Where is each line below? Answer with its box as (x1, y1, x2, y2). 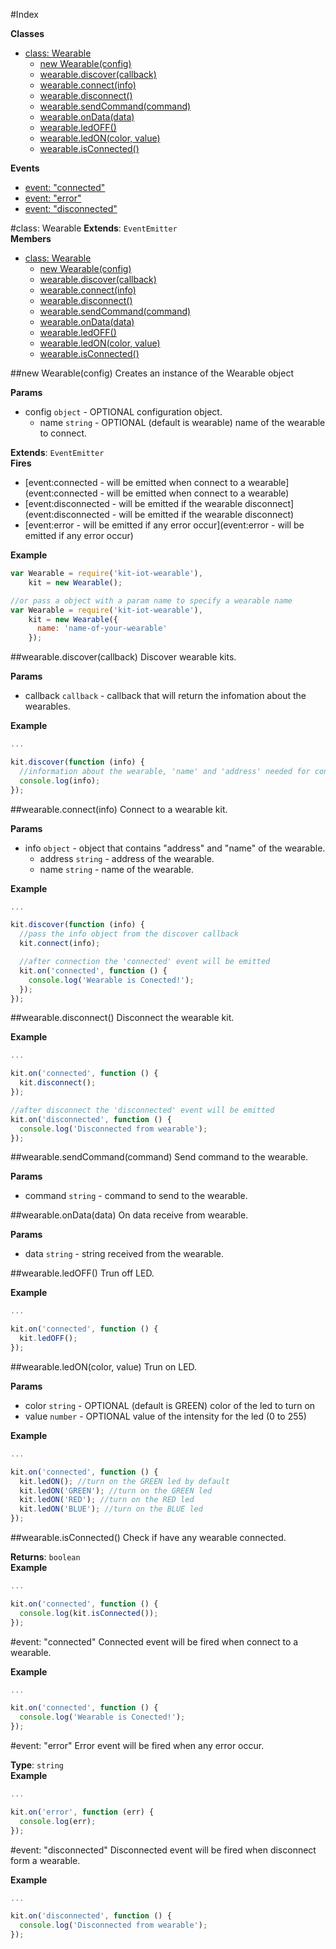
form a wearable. (10, 1854, 81, 1866)
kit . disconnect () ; (19, 1078, 97, 1088)
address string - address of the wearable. (39, 852, 215, 864)
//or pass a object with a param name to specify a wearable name (10, 595, 293, 606)
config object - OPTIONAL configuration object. (24, 406, 223, 418)
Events (10, 162, 40, 174)
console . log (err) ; (19, 1816, 97, 1826)
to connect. (39, 427, 88, 439)
